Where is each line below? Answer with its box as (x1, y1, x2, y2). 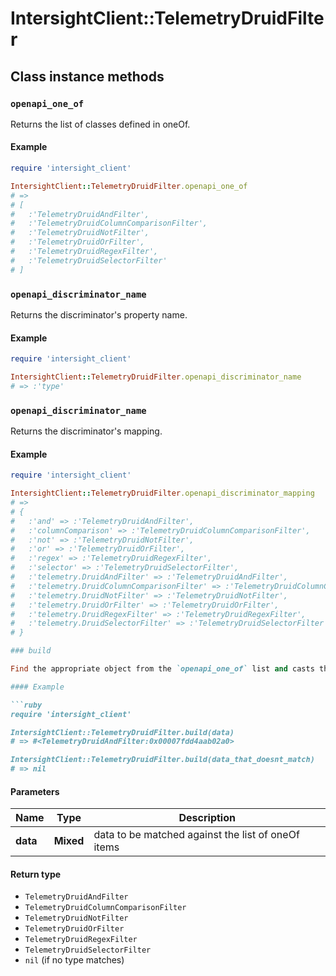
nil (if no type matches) (24, 954, 125, 966)
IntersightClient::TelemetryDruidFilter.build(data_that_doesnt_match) (10, 755, 315, 765)
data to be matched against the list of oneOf (93, 828, 300, 842)
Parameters (10, 785, 60, 797)
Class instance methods (10, 68, 165, 85)
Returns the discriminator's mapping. (10, 425, 163, 437)
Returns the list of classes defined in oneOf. (10, 118, 191, 130)
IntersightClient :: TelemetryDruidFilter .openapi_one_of (10, 181, 248, 191)
